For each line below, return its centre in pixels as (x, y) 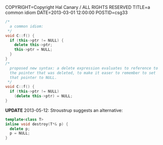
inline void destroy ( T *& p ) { (37, 124)
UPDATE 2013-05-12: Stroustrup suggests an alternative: (64, 110)
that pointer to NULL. (33, 77)
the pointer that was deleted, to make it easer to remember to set (83, 73)
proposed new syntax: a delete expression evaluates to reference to (84, 68)
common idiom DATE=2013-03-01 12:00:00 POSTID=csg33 (66, 12)
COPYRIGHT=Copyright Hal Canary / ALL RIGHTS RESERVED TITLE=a (78, 7)
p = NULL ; (20, 133)
